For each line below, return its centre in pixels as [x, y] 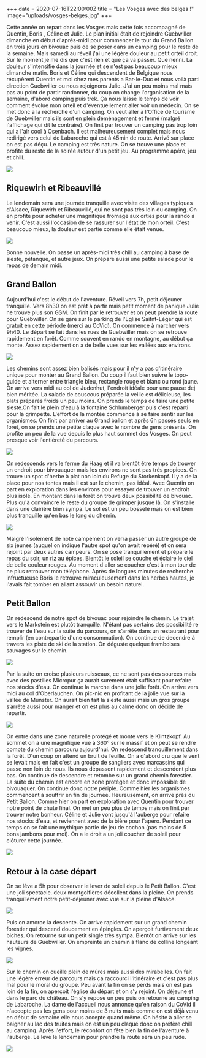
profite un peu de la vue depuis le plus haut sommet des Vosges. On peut [99, 433]
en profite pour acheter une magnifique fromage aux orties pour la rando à [101, 216]
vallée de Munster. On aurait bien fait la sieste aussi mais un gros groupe [98, 700]
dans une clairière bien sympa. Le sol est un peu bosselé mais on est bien [100, 508]
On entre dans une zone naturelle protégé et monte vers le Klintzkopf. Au [98, 736]
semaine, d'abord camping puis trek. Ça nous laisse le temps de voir [93, 99]
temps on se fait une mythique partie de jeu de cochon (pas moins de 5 [97, 828]
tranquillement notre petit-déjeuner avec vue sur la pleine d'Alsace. [91, 899]
